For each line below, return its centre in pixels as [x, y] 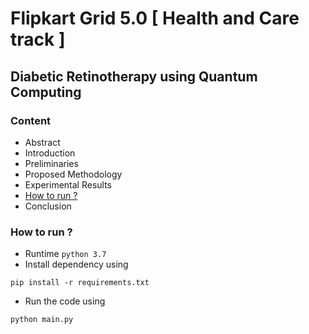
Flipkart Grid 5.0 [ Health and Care [155, 18]
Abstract [42, 142]
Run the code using [65, 301]
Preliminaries [51, 163]
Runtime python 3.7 [65, 254]
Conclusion [48, 206]
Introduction [50, 153]
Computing [46, 92]
